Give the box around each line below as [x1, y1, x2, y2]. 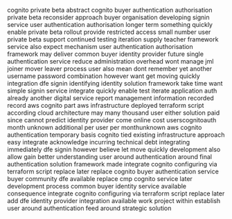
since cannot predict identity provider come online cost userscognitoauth [7, 116, 217, 124]
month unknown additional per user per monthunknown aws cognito [7, 124, 202, 131]
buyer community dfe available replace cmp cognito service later [7, 175, 193, 182]
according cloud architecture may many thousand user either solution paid [7, 108, 220, 117]
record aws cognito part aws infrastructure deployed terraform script [7, 102, 204, 109]
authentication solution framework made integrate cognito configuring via [7, 160, 217, 168]
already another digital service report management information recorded [7, 94, 215, 102]
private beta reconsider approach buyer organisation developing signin [7, 13, 210, 21]
